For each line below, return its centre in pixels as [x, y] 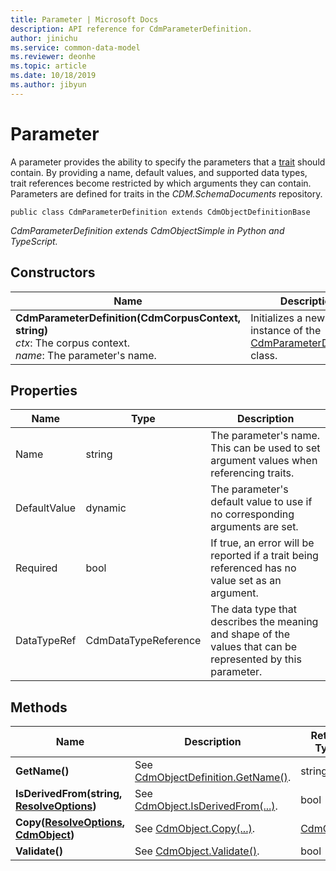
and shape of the [250, 634]
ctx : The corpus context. [72, 343]
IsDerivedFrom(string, [69, 794]
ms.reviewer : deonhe [53, 57]
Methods [39, 707]
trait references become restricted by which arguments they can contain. [161, 183]
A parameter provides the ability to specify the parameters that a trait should [168, 162]
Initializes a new [288, 318]
